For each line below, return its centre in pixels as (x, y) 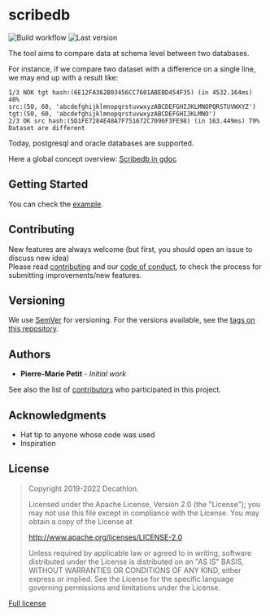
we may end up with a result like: (63, 77)
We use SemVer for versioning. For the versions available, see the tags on (132, 320)
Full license (27, 603)
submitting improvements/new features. (75, 275)
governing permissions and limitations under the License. (124, 588)
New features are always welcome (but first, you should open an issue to (131, 249)
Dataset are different (47, 128)
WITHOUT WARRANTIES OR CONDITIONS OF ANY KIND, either (135, 570)
